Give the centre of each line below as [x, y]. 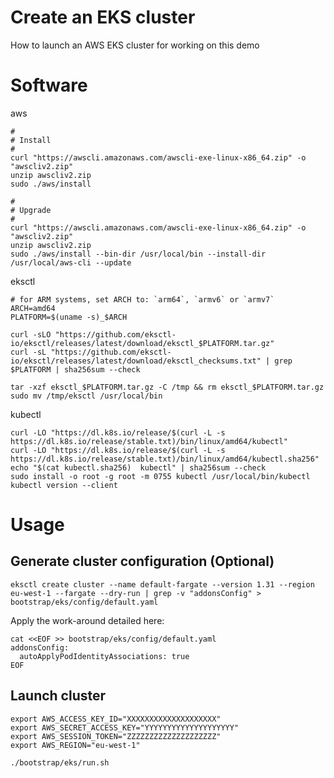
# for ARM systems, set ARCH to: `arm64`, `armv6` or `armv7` [142, 299]
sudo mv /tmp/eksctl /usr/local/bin [86, 396]
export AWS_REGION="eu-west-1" [75, 745]
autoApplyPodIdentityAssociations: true [104, 656]
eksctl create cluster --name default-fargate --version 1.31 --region [162, 584]
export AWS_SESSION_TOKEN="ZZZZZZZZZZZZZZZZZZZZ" [116, 736]
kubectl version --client [64, 485]
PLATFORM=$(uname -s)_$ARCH [69, 317]
